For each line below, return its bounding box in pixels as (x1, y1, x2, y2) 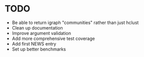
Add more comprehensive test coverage (11, 35, 95, 41)
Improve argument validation (11, 30, 71, 36)
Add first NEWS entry (11, 40, 56, 46)
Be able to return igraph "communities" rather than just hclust (11, 19, 139, 25)
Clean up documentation (11, 24, 63, 30)
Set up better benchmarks (11, 46, 66, 52)
